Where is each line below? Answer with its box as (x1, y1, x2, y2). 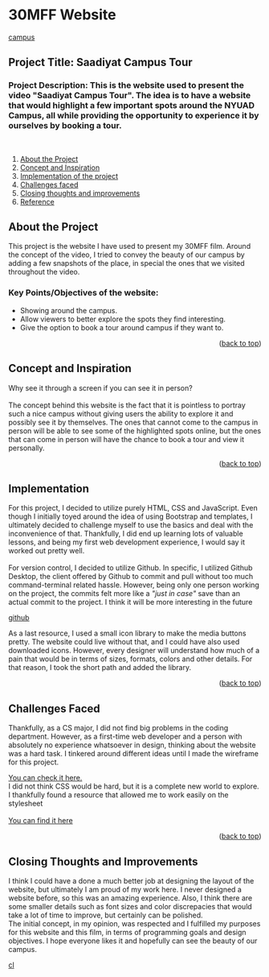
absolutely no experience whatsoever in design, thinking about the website (8, 740, 256, 750)
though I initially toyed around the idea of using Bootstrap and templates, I (8, 511, 253, 521)
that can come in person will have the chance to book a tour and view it (8, 434, 245, 444)
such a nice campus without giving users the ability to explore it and (8, 408, 234, 418)
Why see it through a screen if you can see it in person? (8, 383, 193, 392)
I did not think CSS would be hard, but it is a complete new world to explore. (8, 781, 259, 791)
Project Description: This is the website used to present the (8, 80, 245, 91)
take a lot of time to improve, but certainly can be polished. (8, 910, 203, 920)
